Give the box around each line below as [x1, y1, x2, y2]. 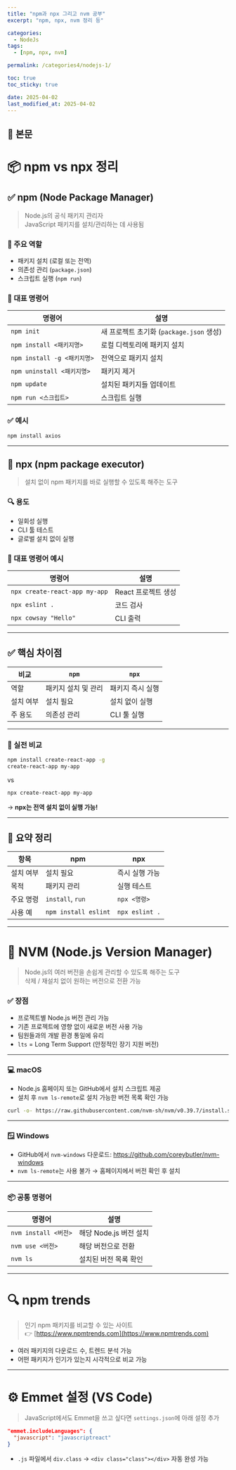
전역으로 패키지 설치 [100, 353, 164, 363]
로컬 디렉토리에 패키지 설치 [100, 340, 185, 350]
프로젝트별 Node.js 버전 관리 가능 [17, 1014, 110, 1022]
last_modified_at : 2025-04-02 [7, 100, 96, 108]
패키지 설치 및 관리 [45, 683, 103, 693]
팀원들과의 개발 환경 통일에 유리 [17, 1031, 104, 1040]
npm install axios [7, 432, 61, 440]
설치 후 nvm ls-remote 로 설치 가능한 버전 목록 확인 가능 [17, 1093, 169, 1101]
